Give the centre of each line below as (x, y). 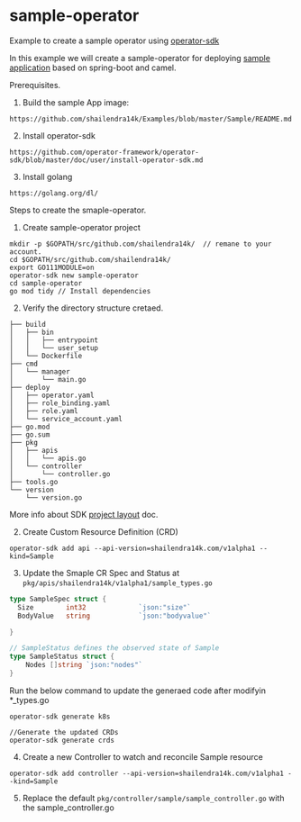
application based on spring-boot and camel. (93, 68)
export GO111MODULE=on (52, 267)
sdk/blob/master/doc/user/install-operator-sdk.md (106, 160)
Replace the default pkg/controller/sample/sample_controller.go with (153, 798)
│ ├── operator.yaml (52, 395)
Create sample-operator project (82, 227)
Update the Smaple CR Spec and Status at (101, 573)
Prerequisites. (35, 85)
